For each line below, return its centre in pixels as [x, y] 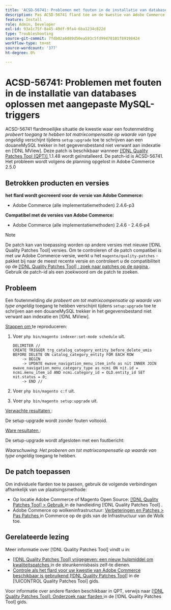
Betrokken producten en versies [57, 183]
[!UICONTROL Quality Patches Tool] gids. [56, 581]
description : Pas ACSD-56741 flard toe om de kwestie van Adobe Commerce [85, 15]
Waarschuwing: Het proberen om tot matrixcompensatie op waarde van [81, 450]
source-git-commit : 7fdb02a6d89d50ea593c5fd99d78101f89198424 [73, 39]
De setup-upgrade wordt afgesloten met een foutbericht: [65, 441]
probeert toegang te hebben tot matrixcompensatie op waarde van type [81, 135]
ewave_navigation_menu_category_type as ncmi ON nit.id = [75, 368]
